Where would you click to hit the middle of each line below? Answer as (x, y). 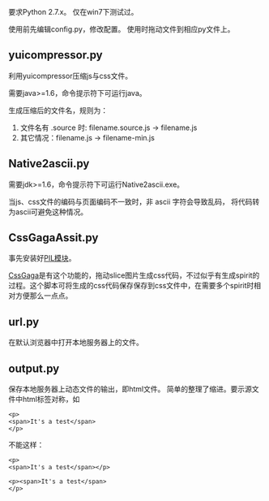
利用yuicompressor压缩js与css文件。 (70, 76)
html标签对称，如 (51, 400)
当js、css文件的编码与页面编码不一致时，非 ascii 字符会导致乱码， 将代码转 (134, 201)
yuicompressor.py (56, 55)
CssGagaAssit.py (53, 238)
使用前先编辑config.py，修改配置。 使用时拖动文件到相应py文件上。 (122, 29)
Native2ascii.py (49, 164)
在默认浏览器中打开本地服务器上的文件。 (76, 343)
